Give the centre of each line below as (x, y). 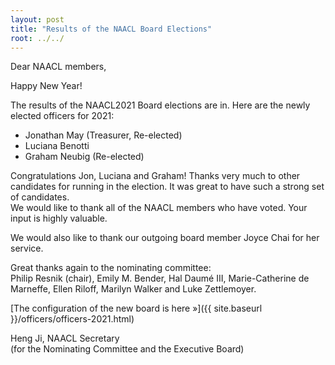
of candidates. (40, 197)
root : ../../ (37, 38)
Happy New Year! (46, 86)
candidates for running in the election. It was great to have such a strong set (167, 187)
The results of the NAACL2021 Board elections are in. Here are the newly (160, 105)
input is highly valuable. (59, 218)
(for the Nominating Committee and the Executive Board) (127, 349)
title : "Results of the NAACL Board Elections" (111, 29)
